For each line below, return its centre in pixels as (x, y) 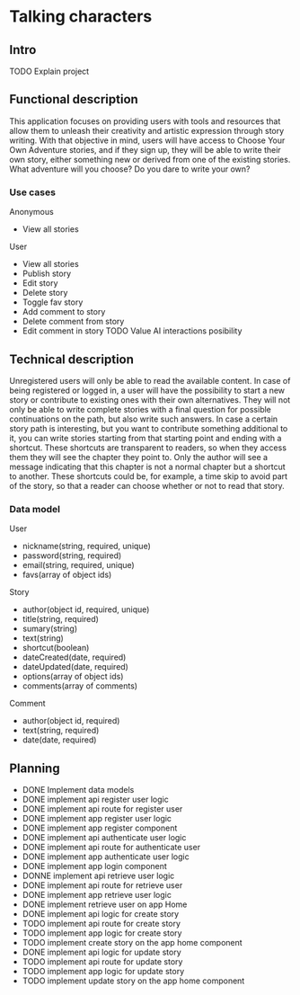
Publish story (47, 274)
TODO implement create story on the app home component (132, 943)
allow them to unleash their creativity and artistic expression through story (147, 130)
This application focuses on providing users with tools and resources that (145, 121)
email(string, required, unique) (78, 565)
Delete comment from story (73, 322)
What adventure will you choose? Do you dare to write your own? (130, 169)
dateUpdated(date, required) (75, 667)
